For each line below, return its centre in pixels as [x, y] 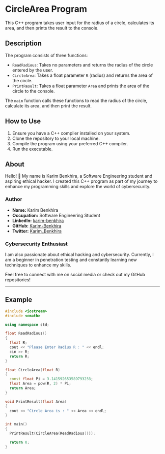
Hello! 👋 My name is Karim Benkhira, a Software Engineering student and [79, 176]
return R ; [19, 356]
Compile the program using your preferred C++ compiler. [70, 143]
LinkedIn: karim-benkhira [38, 221]
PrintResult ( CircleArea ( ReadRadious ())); [53, 434]
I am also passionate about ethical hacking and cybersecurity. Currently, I [79, 254]
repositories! [18, 280]
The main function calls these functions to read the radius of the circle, [76, 100]
